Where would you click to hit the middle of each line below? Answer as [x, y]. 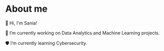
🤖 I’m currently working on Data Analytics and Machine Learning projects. [83, 33]
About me [26, 9]
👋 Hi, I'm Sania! [21, 23]
